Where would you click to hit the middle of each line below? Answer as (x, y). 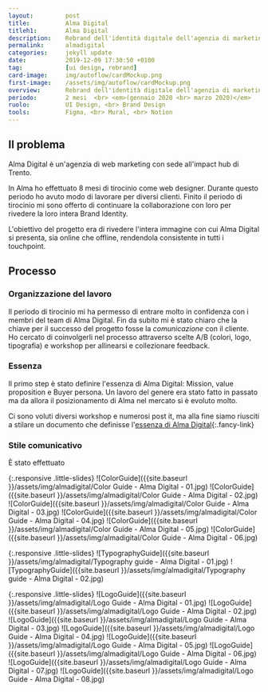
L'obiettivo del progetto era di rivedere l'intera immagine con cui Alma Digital (134, 229)
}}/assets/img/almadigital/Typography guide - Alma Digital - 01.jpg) (118, 562)
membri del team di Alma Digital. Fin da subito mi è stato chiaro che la (123, 320)
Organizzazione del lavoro (60, 294)
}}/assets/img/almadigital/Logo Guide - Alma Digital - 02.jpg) (157, 611)
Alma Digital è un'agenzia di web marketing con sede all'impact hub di (124, 164)
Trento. (20, 172)
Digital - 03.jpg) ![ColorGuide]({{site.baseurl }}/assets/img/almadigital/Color (133, 512)
